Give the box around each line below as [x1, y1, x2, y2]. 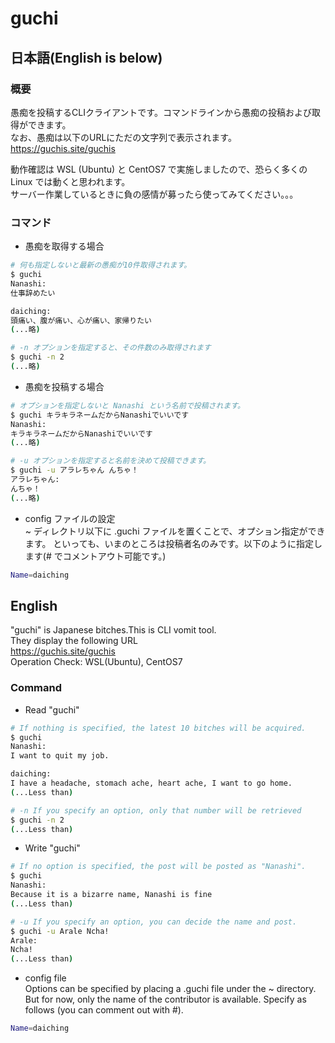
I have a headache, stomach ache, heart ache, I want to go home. [10, 778, 293, 789]
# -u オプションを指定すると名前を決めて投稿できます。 [10, 456, 211, 466]
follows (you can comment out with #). [24, 1004, 184, 1016]
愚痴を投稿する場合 [24, 380, 105, 392]
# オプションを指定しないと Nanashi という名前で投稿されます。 [10, 400, 245, 411]
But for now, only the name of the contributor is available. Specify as [24, 993, 307, 1006]
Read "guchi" [24, 703, 80, 716]
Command [10, 681, 62, 695]
